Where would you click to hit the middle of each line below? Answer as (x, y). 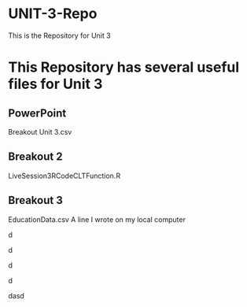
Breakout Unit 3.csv (40, 131)
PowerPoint (37, 113)
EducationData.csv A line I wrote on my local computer (97, 219)
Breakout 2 (35, 157)
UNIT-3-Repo (53, 14)
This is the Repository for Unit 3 (60, 35)
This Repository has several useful (124, 67)
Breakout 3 (35, 200)
